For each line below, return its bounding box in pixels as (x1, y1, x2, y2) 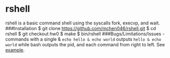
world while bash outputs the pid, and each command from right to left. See (5, 41, 165, 47)
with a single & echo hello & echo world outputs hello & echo (30, 36, 161, 42)
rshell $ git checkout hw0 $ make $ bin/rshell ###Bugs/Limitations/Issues (5, 31, 162, 37)
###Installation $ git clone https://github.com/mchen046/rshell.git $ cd (5, 25, 156, 31)
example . (5, 47, 25, 53)
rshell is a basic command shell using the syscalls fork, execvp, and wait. (5, 20, 160, 26)
